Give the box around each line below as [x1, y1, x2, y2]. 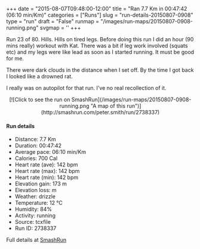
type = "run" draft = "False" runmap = [6, 18, 100, 25]
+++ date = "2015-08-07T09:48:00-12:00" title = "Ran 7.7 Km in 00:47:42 [6, 5, 187, 12]
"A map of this [90, 102, 126, 110]
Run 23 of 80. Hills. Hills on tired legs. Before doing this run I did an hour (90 [6, 36, 194, 42]
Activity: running [14, 212, 56, 219]
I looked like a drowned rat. [6, 73, 73, 80]
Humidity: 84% [14, 206, 53, 213]
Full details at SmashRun [6, 236, 67, 244]
